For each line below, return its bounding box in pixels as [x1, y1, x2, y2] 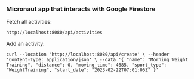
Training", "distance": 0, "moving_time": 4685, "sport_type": [6, 62, 167, 68]
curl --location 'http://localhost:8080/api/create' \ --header [6, 52, 170, 58]
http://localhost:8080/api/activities [6, 30, 103, 36]
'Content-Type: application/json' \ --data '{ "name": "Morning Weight [6, 57, 188, 63]
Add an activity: [6, 40, 45, 48]
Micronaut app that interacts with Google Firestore [6, 5, 156, 13]
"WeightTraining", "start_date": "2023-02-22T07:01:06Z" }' [6, 67, 159, 73]
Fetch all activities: [6, 18, 52, 26]
